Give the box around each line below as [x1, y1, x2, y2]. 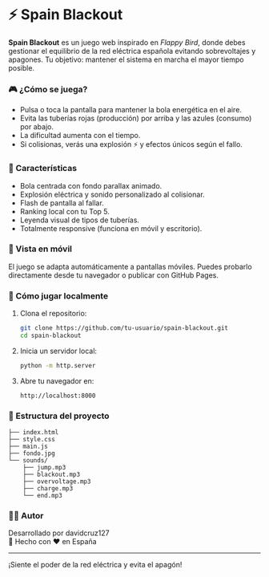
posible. [8, 63, 34, 72]
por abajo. [19, 122, 54, 132]
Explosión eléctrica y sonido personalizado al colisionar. [19, 189, 206, 199]
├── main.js [8, 442, 48, 451]
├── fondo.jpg [8, 449, 56, 457]
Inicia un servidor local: [19, 346, 98, 356]
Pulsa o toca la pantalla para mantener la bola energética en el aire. [19, 105, 243, 115]
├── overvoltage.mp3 [22, 477, 91, 486]
